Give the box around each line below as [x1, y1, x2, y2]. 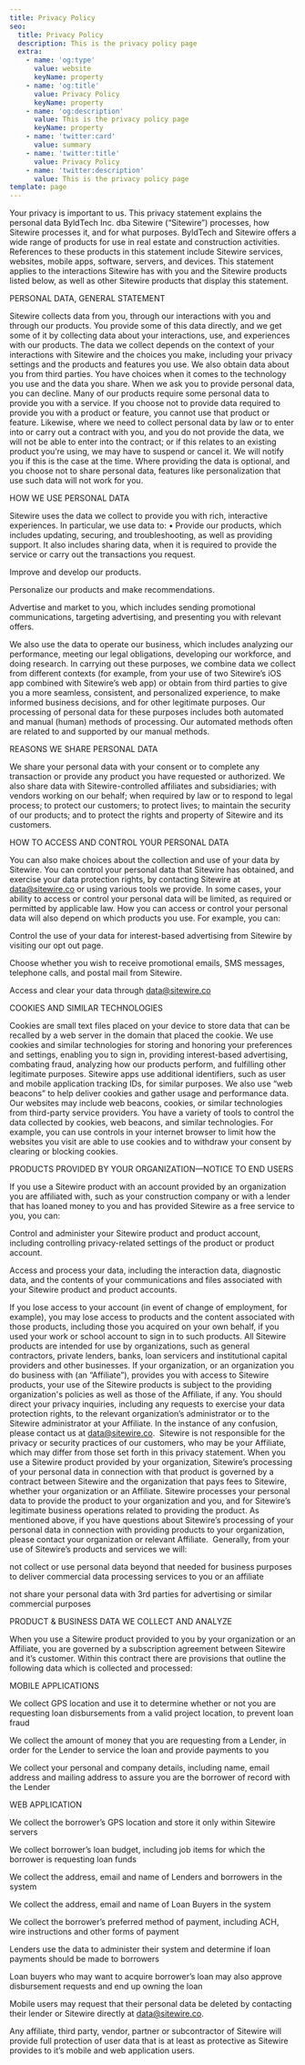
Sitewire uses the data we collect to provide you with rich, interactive [9, 511, 269, 522]
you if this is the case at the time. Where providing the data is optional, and [9, 456, 290, 467]
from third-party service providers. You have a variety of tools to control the [9, 1107, 294, 1118]
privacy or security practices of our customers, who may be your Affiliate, [9, 1438, 287, 1449]
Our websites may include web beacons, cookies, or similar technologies [9, 1098, 283, 1109]
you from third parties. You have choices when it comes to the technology [9, 369, 287, 380]
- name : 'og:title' [25, 81, 100, 90]
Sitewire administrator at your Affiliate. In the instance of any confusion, [9, 1418, 279, 1429]
